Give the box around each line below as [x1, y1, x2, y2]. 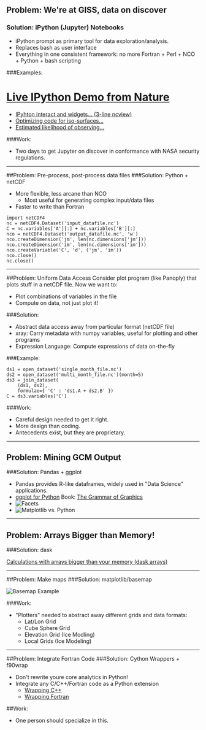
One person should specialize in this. [15, 717, 109, 724]
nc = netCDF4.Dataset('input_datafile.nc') [6, 220, 120, 226]
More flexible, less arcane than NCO [15, 190, 107, 197]
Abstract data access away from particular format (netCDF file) [15, 323, 175, 330]
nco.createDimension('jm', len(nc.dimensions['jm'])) [6, 236, 147, 242]
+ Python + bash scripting [15, 56, 82, 64]
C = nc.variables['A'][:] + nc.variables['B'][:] [6, 225, 136, 232]
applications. [15, 487, 48, 494]
